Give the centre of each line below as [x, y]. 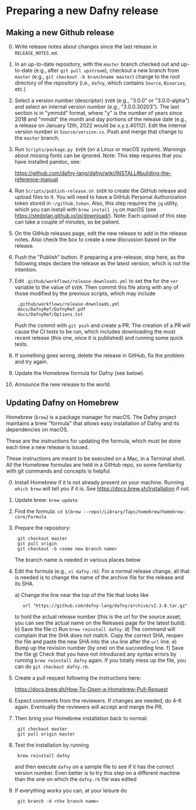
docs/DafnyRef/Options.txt [50, 315]
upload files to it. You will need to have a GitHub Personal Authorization [100, 197]
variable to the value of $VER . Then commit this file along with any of [97, 287]
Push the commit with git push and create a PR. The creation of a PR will [102, 325]
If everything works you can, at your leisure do [71, 790]
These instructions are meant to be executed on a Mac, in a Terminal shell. [96, 458]
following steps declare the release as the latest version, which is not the [102, 263]
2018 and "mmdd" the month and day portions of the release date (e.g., [101, 119]
